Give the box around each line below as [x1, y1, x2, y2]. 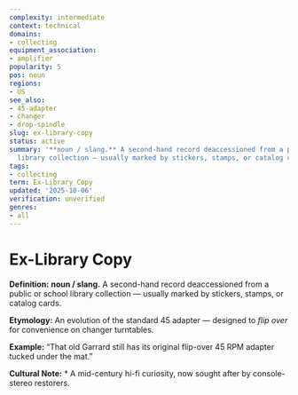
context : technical [9, 21, 82, 30]
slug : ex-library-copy [9, 129, 93, 138]
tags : [9, 162, 29, 170]
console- [252, 367, 286, 378]
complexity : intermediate [9, 12, 105, 22]
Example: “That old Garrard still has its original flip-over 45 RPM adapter [9, 341, 275, 352]
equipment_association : [9, 46, 98, 55]
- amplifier [9, 54, 53, 63]
